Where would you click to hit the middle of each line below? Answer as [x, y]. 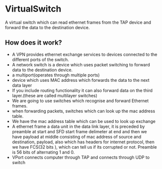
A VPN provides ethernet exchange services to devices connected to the [85, 54]
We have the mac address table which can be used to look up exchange [84, 121]
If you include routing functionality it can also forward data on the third [82, 90]
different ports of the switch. [40, 60]
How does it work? [34, 43]
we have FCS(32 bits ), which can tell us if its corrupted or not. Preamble [84, 147]
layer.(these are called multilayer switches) [55, 95]
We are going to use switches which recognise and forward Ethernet [80, 101]
